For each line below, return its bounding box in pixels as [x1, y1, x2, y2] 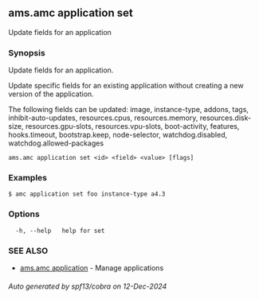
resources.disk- [199, 113, 252, 122]
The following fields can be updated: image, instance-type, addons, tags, [8, 105, 249, 115]
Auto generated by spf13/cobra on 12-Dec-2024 [8, 282, 167, 291]
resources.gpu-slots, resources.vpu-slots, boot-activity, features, [25, 122, 240, 131]
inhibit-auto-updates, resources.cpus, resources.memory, [8, 113, 198, 122]
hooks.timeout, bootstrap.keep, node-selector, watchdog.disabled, [8, 130, 228, 140]
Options [8, 208, 40, 219]
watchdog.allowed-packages [8, 138, 104, 148]
